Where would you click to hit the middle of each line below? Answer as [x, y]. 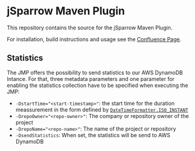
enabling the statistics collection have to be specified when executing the [97, 85]
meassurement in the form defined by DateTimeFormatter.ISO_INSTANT [102, 110]
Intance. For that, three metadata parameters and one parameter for [91, 78]
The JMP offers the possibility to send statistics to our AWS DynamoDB [95, 73]
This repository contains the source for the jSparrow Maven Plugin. [90, 28]
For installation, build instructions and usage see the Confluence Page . [94, 39]
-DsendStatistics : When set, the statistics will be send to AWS [93, 135]
